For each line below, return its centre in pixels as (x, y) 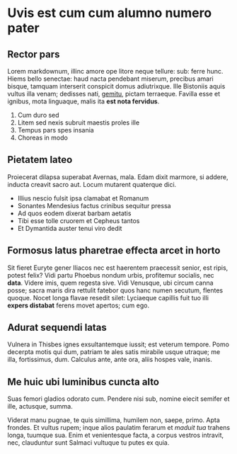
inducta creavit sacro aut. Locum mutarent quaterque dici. (92, 184)
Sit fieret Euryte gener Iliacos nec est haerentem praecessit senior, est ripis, (118, 268)
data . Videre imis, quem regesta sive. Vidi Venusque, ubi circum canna (110, 283)
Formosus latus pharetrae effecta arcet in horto (114, 250)
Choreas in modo (43, 137)
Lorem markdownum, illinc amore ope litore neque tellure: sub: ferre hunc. (115, 71)
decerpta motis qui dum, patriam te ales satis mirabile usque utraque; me (114, 352)
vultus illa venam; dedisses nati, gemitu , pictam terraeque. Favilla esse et (114, 94)
